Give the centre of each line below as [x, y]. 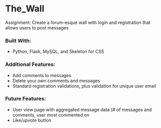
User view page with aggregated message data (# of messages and [82, 110]
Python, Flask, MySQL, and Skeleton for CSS [58, 52]
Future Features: [26, 99]
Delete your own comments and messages [56, 81]
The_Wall [25, 9]
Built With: [18, 40]
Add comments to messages [42, 75]
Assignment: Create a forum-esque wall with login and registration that [78, 22]
